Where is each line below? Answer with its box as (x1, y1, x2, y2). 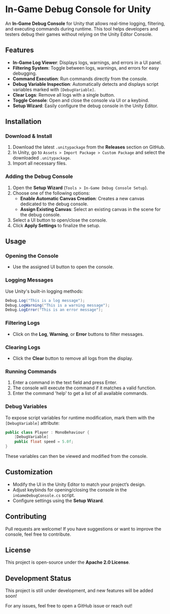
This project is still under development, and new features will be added (5, 588, 153, 594)
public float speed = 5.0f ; (14, 439, 74, 444)
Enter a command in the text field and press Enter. (12, 380, 118, 386)
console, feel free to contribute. (5, 531, 72, 537)
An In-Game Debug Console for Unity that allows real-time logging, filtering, (5, 20, 165, 26)
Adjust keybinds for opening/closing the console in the (12, 486, 127, 493)
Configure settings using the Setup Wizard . (12, 497, 104, 504)
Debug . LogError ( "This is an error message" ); (5, 308, 103, 313)
